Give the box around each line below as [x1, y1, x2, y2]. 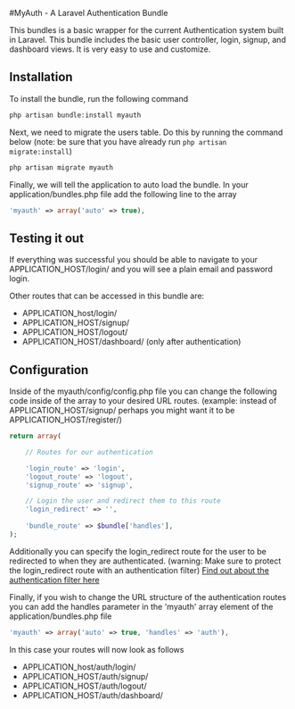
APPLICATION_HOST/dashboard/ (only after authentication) [21, 337, 242, 347]
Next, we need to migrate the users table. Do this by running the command [9, 127, 283, 138]
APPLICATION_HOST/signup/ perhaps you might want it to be [9, 405, 235, 416]
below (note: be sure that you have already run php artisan [9, 136, 227, 146]
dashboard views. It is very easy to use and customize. [9, 44, 211, 54]
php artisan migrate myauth [9, 163, 114, 172]
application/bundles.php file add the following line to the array [9, 188, 238, 199]
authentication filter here [9, 574, 100, 585]
